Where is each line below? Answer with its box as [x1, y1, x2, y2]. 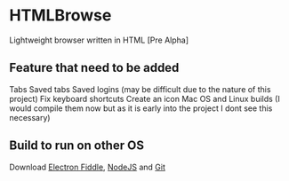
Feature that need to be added [9, 60, 180, 75]
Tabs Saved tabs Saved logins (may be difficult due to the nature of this [9, 83, 271, 94]
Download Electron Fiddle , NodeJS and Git [9, 161, 166, 172]
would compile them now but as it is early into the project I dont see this [9, 103, 273, 114]
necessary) [9, 112, 51, 122]
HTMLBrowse [9, 5, 112, 26]
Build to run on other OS [9, 138, 145, 153]
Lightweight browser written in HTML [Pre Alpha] [9, 35, 189, 45]
